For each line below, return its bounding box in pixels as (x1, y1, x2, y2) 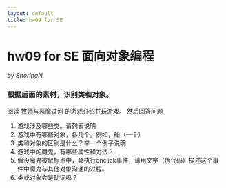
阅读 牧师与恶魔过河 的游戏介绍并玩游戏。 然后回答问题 (7, 107, 163, 115)
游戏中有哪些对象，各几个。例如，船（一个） (17, 130, 145, 138)
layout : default (7, 10, 54, 17)
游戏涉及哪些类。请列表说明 (17, 121, 96, 129)
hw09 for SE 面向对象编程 (7, 48, 154, 64)
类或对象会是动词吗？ (17, 173, 78, 181)
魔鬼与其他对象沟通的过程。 (29, 165, 108, 173)
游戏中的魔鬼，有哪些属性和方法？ (17, 147, 114, 156)
